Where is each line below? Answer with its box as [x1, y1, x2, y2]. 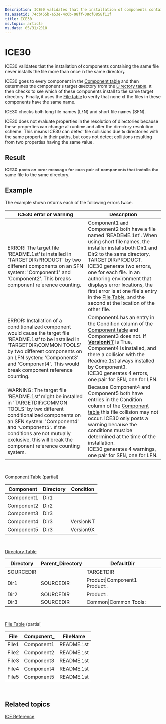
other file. [88, 306, 110, 313]
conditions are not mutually [7, 430, 71, 437]
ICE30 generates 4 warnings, [88, 445, 156, 452]
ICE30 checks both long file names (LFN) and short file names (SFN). [5, 109, 146, 115]
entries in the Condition [88, 396, 142, 403]
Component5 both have [88, 390, 143, 397]
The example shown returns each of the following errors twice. [5, 199, 133, 205]
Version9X [70, 526, 95, 533]
